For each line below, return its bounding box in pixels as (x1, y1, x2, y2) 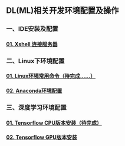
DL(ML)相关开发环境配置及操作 (6, 5, 119, 16)
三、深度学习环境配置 (6, 103, 67, 111)
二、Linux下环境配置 (6, 57, 65, 65)
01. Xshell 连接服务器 (6, 40, 58, 47)
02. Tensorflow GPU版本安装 (6, 134, 78, 141)
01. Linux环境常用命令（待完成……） (6, 73, 96, 80)
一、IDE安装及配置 (6, 25, 58, 33)
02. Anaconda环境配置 (6, 87, 63, 95)
